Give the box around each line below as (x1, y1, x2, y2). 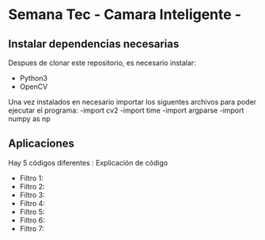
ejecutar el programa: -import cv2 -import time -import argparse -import (8, 105, 244, 115)
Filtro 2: (19, 181, 45, 191)
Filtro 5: (19, 207, 45, 216)
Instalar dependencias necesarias (8, 37, 180, 51)
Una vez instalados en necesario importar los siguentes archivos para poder (8, 97, 257, 106)
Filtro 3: (19, 190, 45, 200)
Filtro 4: (19, 198, 46, 208)
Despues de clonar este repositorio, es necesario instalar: (8, 58, 196, 67)
